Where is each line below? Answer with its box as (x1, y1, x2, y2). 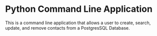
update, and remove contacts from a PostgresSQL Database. (5, 25, 130, 31)
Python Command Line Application (5, 3, 153, 15)
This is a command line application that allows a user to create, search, (5, 20, 151, 26)
